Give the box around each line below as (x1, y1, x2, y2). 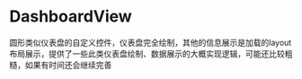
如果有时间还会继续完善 (24, 59, 112, 70)
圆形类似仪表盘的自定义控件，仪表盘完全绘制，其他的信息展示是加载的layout (9, 37, 292, 48)
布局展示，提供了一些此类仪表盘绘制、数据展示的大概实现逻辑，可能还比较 (9, 48, 285, 59)
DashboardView (9, 6, 132, 27)
